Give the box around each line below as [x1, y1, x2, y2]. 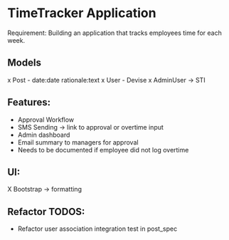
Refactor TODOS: [7, 205, 85, 218]
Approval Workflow [17, 115, 75, 124]
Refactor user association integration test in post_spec [17, 224, 178, 233]
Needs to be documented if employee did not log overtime [17, 145, 189, 154]
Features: [7, 96, 51, 108]
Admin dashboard [17, 130, 70, 139]
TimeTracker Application [7, 5, 156, 21]
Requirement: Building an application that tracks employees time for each [7, 28, 222, 37]
